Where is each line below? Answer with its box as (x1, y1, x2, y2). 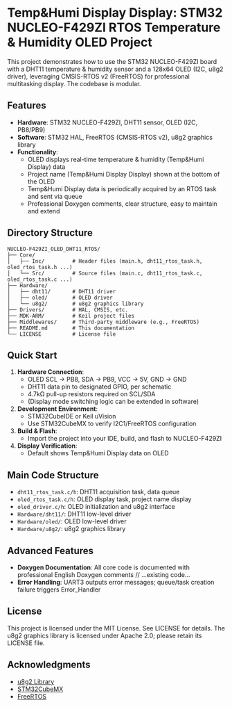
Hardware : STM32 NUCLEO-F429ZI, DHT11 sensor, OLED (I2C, (17, 118, 198, 127)
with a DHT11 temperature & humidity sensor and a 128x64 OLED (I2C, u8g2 (7, 65, 224, 73)
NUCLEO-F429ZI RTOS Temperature (7, 19, 221, 35)
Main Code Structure (7, 469, 99, 481)
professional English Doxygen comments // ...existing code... (17, 571, 190, 578)
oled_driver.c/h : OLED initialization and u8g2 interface (17, 503, 175, 511)
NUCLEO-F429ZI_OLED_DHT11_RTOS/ (7, 245, 100, 252)
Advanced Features (7, 544, 94, 557)
